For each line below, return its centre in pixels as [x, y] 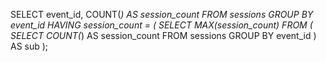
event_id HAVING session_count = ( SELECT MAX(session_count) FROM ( [161, 25]
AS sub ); [29, 46]
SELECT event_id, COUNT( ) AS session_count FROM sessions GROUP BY [162, 14]
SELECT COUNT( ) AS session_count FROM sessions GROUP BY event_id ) [163, 35]
